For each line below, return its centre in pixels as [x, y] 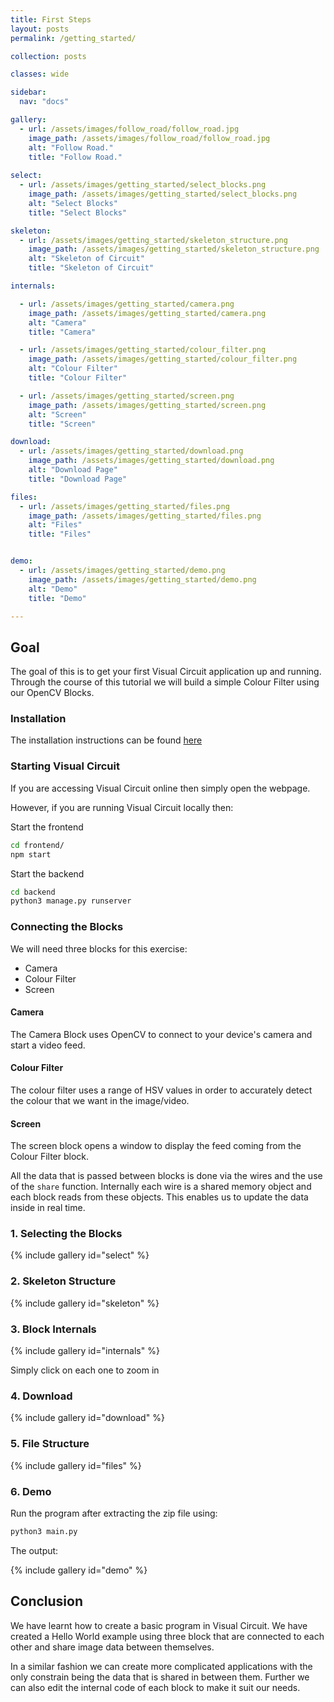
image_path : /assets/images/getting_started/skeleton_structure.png [174, 249]
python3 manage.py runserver [71, 901]
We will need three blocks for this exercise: [99, 948]
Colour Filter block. [50, 1157]
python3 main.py [44, 1531]
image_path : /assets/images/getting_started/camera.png [147, 313]
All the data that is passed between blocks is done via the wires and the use [166, 1176]
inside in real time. [48, 1208]
